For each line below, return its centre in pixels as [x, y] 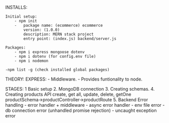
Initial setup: [21, 17]
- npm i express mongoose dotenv [50, 52]
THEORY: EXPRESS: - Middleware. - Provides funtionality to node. [74, 79]
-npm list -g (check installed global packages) [57, 70]
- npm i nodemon [32, 61]
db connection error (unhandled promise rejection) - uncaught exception [81, 110]
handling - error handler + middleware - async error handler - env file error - [85, 105]
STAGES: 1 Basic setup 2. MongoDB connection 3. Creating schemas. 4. [80, 89]
